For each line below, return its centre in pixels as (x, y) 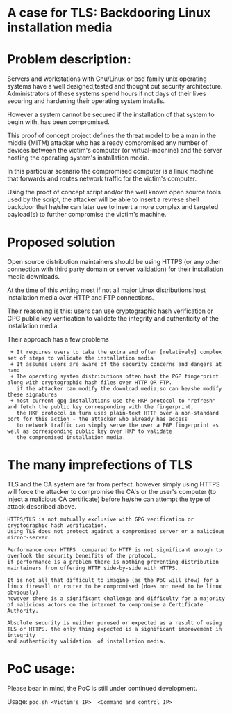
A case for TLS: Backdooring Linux (109, 13)
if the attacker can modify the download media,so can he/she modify (119, 389)
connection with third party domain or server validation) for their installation (115, 269)
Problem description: (69, 60)
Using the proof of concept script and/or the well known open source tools (114, 192)
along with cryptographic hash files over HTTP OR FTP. (90, 383)
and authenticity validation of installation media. (87, 641)
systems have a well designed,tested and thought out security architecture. (115, 86)
